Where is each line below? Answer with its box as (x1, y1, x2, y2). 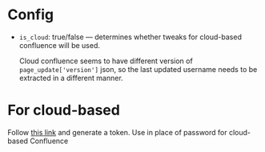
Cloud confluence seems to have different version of (18, 56, 193, 66)
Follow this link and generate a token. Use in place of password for (7, 127, 227, 137)
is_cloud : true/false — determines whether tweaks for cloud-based (18, 32, 242, 42)
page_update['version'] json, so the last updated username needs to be (18, 64, 258, 74)
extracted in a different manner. (18, 73, 123, 82)
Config (7, 6, 54, 24)
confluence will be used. (18, 40, 101, 50)
